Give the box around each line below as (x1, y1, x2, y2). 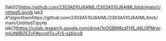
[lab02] (5, 4, 20, 10)
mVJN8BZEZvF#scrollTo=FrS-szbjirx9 (5, 31, 83, 36)
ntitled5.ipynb (5, 9, 33, 15)
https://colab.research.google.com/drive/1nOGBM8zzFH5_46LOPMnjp (17, 25, 161, 31)
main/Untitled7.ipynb (5, 20, 47, 26)
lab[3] (5, 25, 17, 31)
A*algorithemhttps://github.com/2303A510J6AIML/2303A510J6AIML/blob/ (5, 15, 158, 20)
